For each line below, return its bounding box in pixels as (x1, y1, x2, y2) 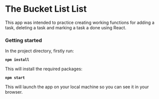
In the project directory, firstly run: (5, 48, 74, 54)
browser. (5, 89, 23, 95)
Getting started (5, 37, 43, 43)
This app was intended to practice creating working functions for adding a (5, 20, 155, 25)
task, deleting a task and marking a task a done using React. (5, 24, 126, 30)
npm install (5, 58, 29, 62)
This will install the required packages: (5, 66, 83, 72)
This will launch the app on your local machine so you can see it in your (5, 84, 149, 90)
